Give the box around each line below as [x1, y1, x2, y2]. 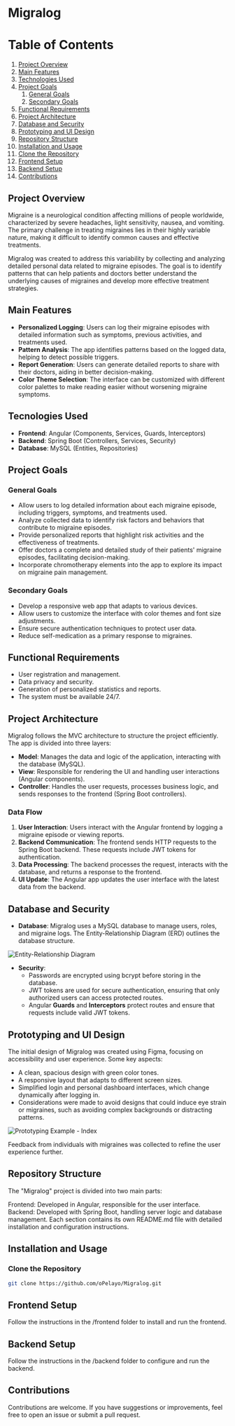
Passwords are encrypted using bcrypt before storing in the [28, 971, 201, 979]
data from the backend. [17, 883, 86, 891]
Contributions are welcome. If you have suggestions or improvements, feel [8, 1403, 223, 1411]
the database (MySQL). [17, 760, 86, 768]
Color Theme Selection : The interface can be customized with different [17, 375, 225, 383]
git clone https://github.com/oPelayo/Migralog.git [8, 1279, 162, 1287]
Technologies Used [17, 75, 74, 83]
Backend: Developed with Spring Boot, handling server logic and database [8, 1207, 222, 1216]
